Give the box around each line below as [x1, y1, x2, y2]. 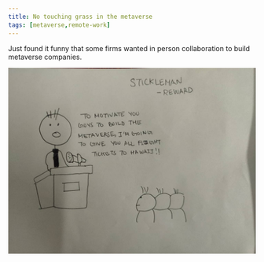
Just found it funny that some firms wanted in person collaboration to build [8, 43, 250, 53]
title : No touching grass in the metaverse [8, 13, 153, 20]
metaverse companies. [8, 52, 82, 61]
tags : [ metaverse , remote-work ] [8, 20, 111, 29]
